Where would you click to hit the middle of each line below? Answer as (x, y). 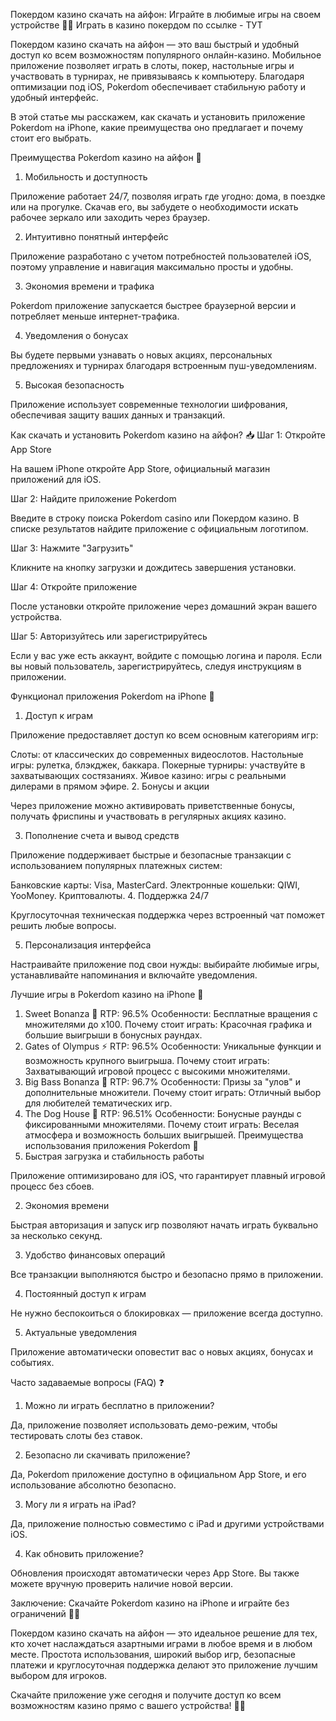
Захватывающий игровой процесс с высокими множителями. (157, 1071)
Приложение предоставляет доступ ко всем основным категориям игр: (164, 735)
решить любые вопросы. (63, 925)
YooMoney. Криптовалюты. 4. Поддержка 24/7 (110, 895)
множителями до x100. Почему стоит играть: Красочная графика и (168, 1024)
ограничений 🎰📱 (45, 1613)
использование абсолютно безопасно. (93, 1485)
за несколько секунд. (56, 1235)
